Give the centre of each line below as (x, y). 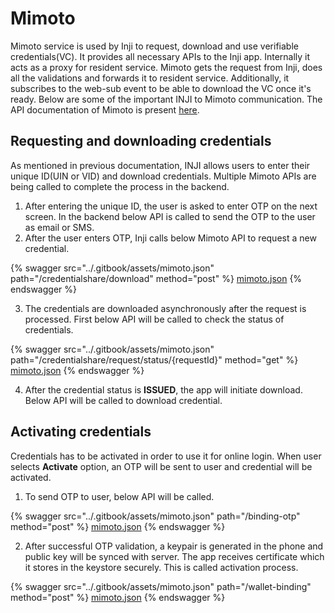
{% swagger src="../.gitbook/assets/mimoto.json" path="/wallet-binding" (161, 586)
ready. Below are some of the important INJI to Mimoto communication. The (166, 99)
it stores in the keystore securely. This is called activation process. (161, 567)
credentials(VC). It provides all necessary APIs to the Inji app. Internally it (160, 56)
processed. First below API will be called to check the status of (154, 319)
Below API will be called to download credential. (123, 400)
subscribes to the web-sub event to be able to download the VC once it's (161, 88)
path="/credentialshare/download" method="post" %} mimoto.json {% (156, 278)
